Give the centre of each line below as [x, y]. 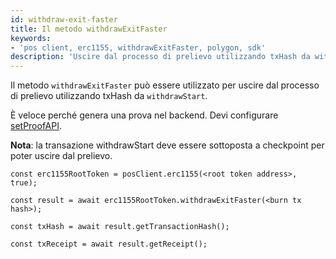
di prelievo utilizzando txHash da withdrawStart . [109, 96]
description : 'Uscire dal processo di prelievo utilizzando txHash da [160, 57]
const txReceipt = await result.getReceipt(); [109, 244]
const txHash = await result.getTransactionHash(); [120, 227]
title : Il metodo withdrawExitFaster [89, 29]
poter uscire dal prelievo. [61, 156]
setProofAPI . [36, 126]
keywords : [31, 38]
